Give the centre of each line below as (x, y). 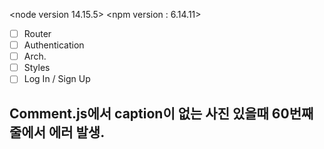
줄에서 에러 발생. (57, 132)
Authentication (54, 45)
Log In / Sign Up (57, 79)
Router (37, 33)
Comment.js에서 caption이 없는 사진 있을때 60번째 (161, 113)
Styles (37, 68)
